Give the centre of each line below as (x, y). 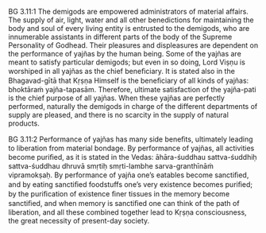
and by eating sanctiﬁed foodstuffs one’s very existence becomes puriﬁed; (131, 184)
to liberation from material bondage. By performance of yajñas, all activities (131, 148)
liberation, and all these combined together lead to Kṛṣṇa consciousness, (128, 212)
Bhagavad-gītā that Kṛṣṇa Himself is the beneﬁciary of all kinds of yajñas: (129, 80)
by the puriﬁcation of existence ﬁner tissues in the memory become (119, 194)
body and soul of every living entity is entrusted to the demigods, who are (129, 28)
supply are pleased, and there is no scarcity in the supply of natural (118, 115)
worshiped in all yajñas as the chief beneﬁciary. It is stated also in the (122, 71)
